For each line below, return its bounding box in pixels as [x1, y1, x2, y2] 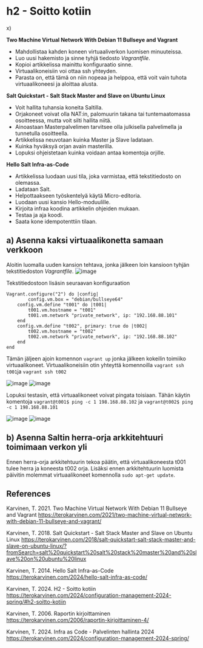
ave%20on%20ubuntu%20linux [6, 555, 87, 563]
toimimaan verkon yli [6, 442, 87, 452]
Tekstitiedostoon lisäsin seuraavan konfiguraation [6, 279, 130, 286]
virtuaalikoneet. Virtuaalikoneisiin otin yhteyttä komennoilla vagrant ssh [6, 361, 184, 368]
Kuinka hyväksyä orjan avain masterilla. [15, 142, 114, 150]
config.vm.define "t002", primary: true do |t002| [17, 323, 148, 329]
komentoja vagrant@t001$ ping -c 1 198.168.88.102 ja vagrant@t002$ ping [6, 398, 193, 405]
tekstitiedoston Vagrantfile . [6, 267, 74, 275]
